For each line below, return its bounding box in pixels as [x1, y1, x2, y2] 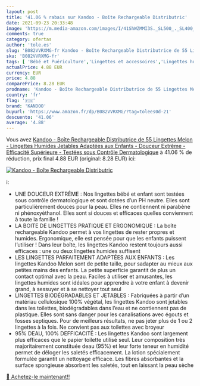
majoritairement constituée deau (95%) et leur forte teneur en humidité [14, 342, 189, 350]
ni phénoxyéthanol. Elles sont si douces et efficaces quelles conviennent [14, 209, 193, 217]
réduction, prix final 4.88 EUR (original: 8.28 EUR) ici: [6, 155, 136, 162]
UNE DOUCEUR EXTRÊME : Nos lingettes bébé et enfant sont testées [14, 190, 185, 197]
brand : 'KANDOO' [6, 103, 46, 109]
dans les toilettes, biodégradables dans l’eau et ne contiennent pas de [14, 305, 187, 312]
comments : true [6, 31, 44, 37]
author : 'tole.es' [6, 42, 52, 48]
